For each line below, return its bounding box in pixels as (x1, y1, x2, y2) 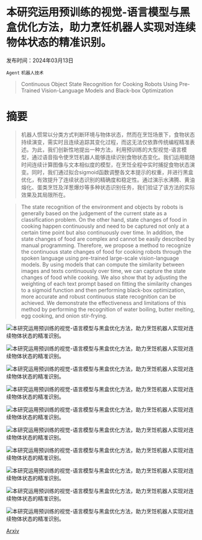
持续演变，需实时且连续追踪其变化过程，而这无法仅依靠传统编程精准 (20, 138, 190, 145)
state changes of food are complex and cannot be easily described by (20, 235, 195, 242)
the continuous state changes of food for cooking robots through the (20, 248, 192, 255)
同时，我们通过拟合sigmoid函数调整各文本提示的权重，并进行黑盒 (31, 168, 194, 175)
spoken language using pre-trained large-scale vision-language (20, 254, 179, 262)
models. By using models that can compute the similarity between (20, 260, 185, 268)
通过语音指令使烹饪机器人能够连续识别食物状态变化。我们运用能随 (31, 153, 195, 160)
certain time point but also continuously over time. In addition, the (20, 228, 184, 236)
